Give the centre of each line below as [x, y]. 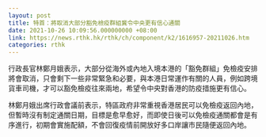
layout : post [30, 15]
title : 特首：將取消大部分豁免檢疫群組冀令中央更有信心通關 [94, 23]
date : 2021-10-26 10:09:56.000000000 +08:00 [83, 30]
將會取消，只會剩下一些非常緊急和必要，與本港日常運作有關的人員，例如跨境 [133, 78]
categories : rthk [37, 45]
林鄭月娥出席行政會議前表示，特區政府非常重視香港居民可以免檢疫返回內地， [133, 105]
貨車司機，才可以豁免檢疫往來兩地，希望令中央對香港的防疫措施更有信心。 [129, 89]
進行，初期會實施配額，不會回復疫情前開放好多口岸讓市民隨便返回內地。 [133, 125]
